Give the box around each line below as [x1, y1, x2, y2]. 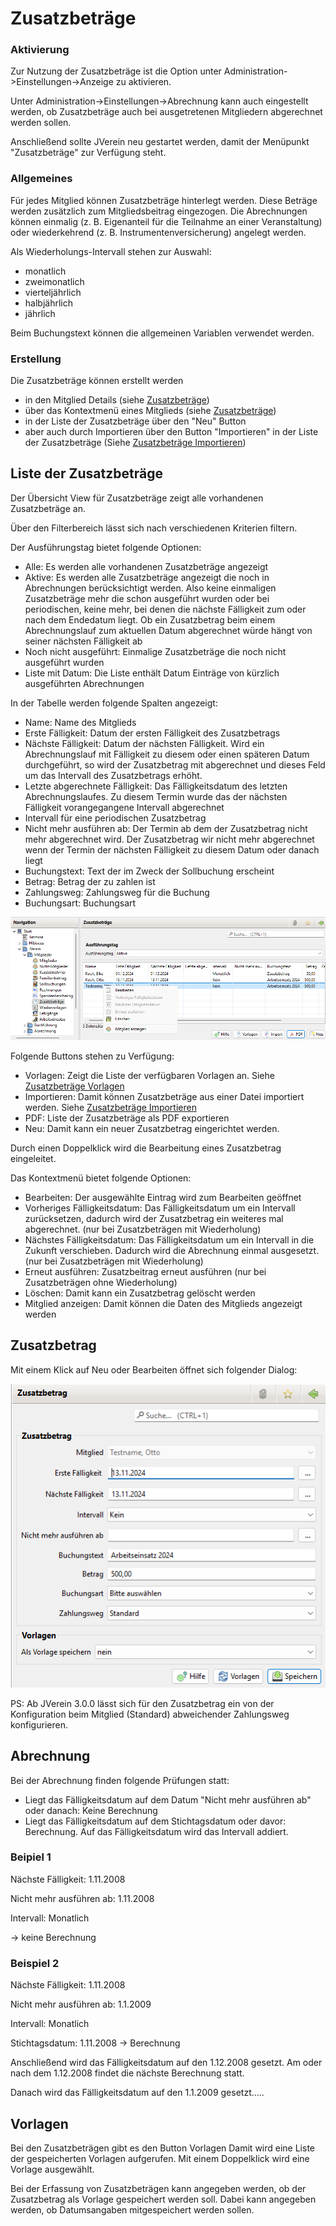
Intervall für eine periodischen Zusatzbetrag [24, 812, 207, 824]
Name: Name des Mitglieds [24, 716, 137, 728]
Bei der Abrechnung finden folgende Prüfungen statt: [10, 1774, 230, 1786]
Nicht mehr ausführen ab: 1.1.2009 [10, 1998, 152, 2011]
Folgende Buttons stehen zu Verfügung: [10, 1050, 175, 1062]
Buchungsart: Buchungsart [24, 897, 137, 909]
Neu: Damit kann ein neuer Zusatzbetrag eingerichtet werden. [24, 1122, 280, 1134]
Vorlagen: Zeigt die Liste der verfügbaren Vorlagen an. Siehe [24, 1069, 275, 1081]
